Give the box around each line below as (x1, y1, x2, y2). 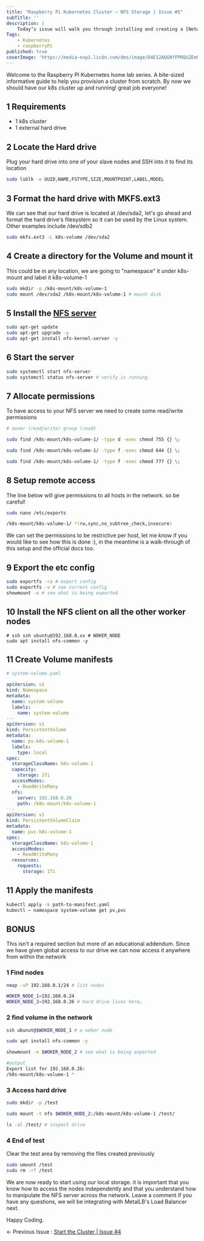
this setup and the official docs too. (6, 545, 95, 552)
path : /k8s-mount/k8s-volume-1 (17, 800, 97, 806)
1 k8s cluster (15, 118, 47, 125)
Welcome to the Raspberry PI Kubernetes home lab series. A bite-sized (6, 71, 185, 78)
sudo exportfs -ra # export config (6, 578, 97, 585)
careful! (6, 498, 26, 505)
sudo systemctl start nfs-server (6, 368, 91, 375)
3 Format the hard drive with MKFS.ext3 (6, 193, 161, 204)
